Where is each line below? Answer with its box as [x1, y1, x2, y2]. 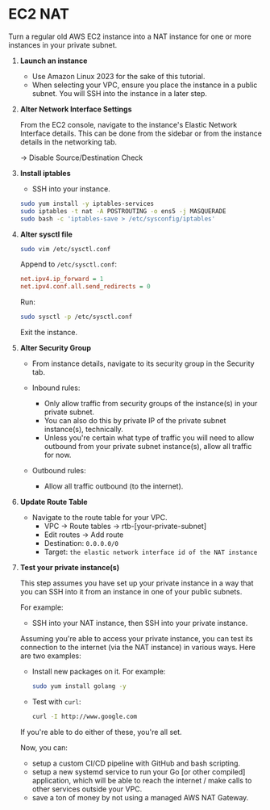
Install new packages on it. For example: [31, 667, 166, 677]
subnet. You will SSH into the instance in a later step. [31, 88, 208, 98]
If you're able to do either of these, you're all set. [19, 727, 183, 737]
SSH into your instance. [31, 183, 110, 194]
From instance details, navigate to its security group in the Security [31, 359, 255, 368]
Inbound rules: [31, 383, 81, 392]
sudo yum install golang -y [31, 682, 127, 690]
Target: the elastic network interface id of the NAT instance [44, 547, 258, 557]
